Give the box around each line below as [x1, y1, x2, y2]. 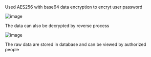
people [5, 47, 20, 52]
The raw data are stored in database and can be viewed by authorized [5, 42, 147, 47]
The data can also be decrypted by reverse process [5, 23, 109, 28]
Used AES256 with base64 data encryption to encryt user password [5, 4, 143, 10]
